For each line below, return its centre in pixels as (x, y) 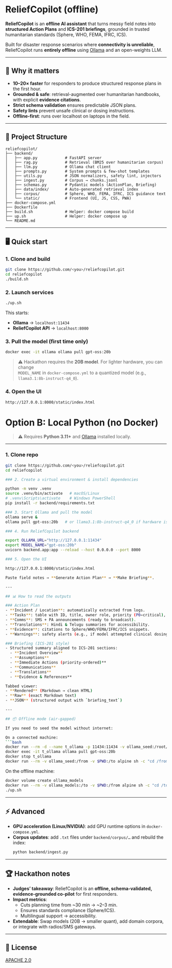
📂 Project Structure (36, 137)
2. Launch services (29, 292)
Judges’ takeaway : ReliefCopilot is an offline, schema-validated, (82, 888)
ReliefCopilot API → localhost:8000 (50, 328)
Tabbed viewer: (21, 686)
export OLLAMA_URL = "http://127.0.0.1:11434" (53, 540)
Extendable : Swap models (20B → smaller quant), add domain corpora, (88, 921)
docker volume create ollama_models (44, 780)
